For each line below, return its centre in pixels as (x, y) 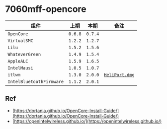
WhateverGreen (24, 54)
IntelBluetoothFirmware (36, 81)
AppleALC (18, 61)
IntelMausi (20, 68)
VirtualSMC (20, 40)
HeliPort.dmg (119, 75)
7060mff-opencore (46, 9)
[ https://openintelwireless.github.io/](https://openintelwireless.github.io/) (87, 121)
